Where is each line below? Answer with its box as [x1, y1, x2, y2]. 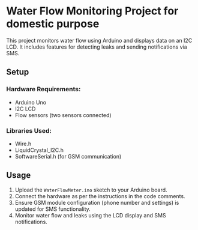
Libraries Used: [6, 126, 52, 135]
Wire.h [14, 140, 32, 147]
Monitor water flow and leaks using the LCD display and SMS [14, 211, 166, 219]
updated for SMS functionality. [14, 205, 91, 213]
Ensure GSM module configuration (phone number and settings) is [14, 199, 179, 206]
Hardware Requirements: [6, 85, 81, 94]
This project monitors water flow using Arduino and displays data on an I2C [6, 37, 193, 44]
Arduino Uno [14, 98, 47, 106]
